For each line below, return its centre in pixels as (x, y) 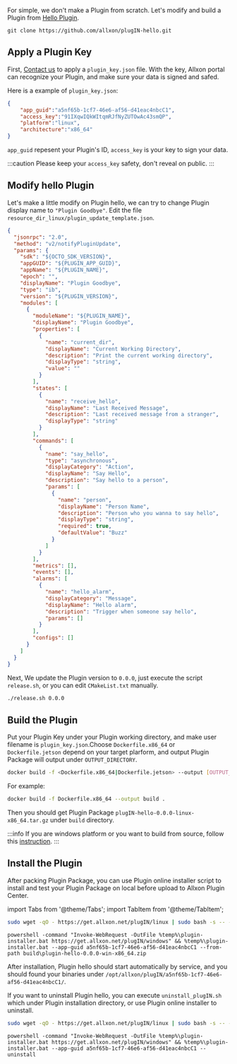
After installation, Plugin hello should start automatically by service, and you (117, 967)
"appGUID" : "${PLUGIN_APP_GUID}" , (71, 264)
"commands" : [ (53, 441)
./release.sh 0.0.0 (36, 698)
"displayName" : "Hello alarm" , (91, 605)
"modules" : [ (39, 303)
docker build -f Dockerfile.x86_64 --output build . (86, 799)
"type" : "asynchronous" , (81, 461)
